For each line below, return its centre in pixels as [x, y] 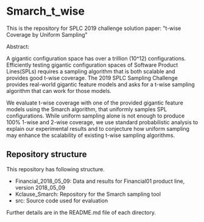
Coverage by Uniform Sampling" [47, 34]
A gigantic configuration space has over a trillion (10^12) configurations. [96, 58]
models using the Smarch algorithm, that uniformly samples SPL [87, 109]
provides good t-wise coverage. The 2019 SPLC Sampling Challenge [92, 78]
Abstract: [18, 46]
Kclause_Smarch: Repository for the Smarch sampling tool [88, 194]
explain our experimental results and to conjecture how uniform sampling [98, 128]
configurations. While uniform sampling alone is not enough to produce [96, 116]
